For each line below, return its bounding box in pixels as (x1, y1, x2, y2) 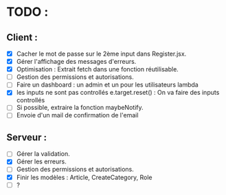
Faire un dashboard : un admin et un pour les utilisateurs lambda (16, 80, 199, 89)
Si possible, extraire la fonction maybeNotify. (16, 104, 144, 112)
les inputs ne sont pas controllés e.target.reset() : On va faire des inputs (16, 89, 220, 97)
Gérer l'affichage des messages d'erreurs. (16, 58, 137, 66)
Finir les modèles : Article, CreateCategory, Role (16, 173, 152, 181)
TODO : (6, 4, 49, 20)
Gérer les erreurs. (16, 157, 67, 165)
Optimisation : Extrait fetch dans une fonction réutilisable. (16, 65, 179, 73)
